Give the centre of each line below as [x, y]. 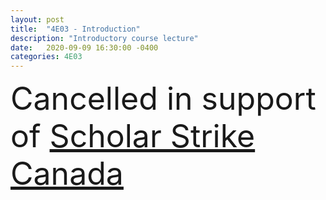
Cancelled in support [163, 98]
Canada [67, 173]
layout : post [37, 19]
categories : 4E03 [46, 57]
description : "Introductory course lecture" [104, 38]
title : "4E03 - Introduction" [75, 29]
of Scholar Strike [133, 136]
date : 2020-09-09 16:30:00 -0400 [84, 47]
